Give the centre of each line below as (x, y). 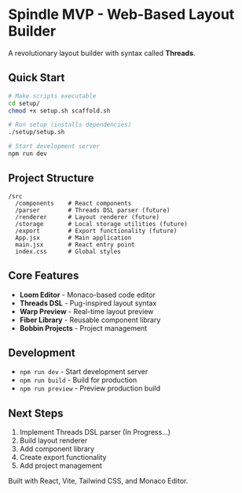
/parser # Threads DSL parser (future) (93, 210)
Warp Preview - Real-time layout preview (86, 311)
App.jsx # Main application (73, 238)
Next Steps (36, 413)
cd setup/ (24, 103)
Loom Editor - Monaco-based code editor (87, 295)
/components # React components (73, 203)
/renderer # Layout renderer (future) (87, 217)
